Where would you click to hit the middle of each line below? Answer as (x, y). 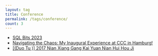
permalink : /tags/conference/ (37, 19)
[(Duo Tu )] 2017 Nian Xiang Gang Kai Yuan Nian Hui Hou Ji (73, 48)
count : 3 (14, 24)
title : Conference (24, 14)
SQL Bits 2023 (27, 38)
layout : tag (17, 10)
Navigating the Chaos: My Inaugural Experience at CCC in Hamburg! (82, 43)
